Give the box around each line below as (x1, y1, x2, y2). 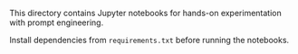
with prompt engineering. (9, 17, 104, 28)
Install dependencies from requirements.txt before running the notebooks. (9, 35, 290, 45)
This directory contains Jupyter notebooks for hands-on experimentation (9, 8, 283, 18)
